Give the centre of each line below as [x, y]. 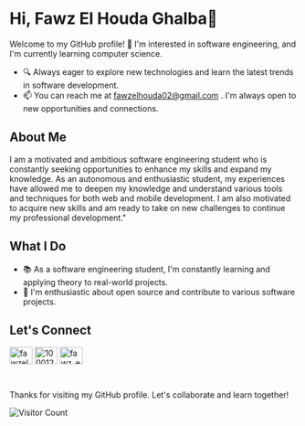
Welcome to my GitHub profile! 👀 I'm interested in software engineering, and [153, 44]
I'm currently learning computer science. [86, 53]
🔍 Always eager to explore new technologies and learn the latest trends [158, 71]
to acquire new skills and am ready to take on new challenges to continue [147, 208]
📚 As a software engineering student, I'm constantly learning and [147, 269]
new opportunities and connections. [90, 108]
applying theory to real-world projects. [95, 282]
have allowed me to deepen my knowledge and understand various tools [146, 188]
